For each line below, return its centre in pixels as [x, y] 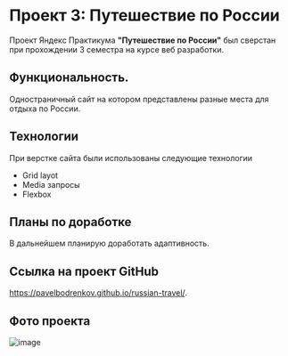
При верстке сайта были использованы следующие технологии [131, 158]
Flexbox [37, 194]
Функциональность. [69, 78]
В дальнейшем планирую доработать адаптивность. [109, 243]
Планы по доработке [70, 222]
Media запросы [51, 184]
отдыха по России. [45, 109]
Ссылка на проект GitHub [84, 271]
